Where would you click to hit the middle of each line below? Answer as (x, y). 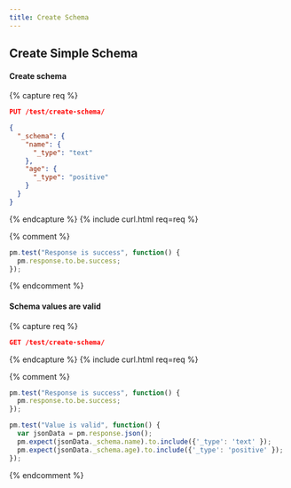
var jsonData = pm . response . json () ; (85, 434)
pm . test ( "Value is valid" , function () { (85, 425)
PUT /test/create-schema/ (57, 112)
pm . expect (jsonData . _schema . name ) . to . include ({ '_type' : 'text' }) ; (145, 441)
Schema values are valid (55, 306)
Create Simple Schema (74, 54)
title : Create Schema (49, 17)
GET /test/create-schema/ (57, 342)
